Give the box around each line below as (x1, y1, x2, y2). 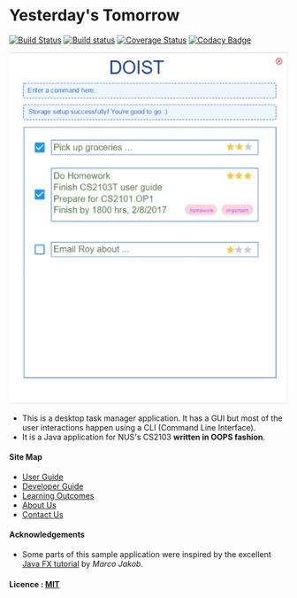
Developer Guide (21, 480, 84, 492)
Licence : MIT (9, 579, 60, 589)
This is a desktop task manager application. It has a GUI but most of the (21, 413, 283, 423)
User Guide (21, 471, 64, 482)
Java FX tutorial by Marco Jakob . (21, 559, 144, 570)
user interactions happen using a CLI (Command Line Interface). (21, 422, 256, 432)
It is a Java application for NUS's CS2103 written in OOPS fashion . (21, 431, 265, 442)
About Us (21, 500, 57, 510)
